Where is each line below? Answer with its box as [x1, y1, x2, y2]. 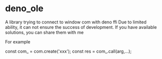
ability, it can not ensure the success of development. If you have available [5, 24, 157, 30]
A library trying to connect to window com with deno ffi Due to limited [5, 19, 147, 25]
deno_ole [5, 3, 43, 14]
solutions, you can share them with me [5, 29, 84, 35]
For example [5, 39, 31, 44]
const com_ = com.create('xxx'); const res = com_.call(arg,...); [5, 48, 132, 54]
